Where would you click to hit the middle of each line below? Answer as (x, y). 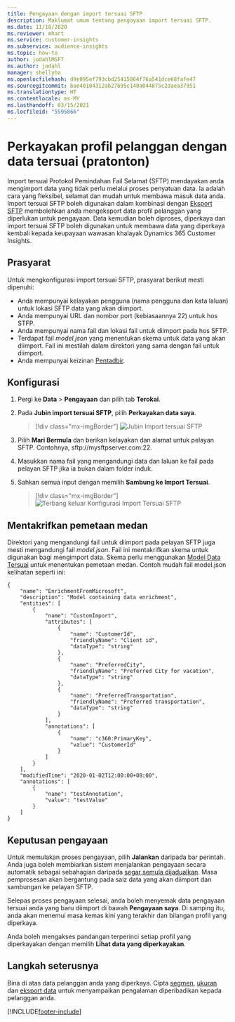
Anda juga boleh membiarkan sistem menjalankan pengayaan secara (107, 864)
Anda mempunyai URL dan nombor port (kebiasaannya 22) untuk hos (117, 315)
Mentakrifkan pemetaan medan (78, 525)
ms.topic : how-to (33, 53)
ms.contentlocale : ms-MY (43, 99)
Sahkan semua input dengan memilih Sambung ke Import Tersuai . (114, 483)
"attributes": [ (68, 622)
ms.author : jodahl (34, 66)
